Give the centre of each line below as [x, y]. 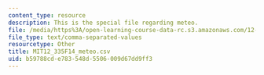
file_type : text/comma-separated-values [75, 37]
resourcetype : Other [42, 45]
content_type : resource [47, 15]
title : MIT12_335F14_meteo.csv [59, 52]
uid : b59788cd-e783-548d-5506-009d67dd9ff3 [81, 59]
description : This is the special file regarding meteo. [103, 23]
